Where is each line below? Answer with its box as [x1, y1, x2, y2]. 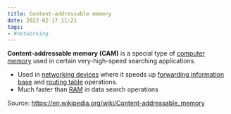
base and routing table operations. [17, 78, 118, 87]
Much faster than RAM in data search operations [17, 85, 158, 94]
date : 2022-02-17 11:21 [7, 17, 77, 24]
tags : [7, 23, 23, 30]
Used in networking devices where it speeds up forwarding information [17, 70, 224, 79]
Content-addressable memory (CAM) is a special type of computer [7, 49, 206, 58]
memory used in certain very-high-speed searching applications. [7, 57, 196, 65]
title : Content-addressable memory [7, 10, 112, 18]
